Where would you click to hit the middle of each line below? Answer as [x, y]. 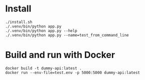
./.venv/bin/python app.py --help [41, 30]
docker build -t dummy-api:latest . [43, 68]
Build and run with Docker [60, 55]
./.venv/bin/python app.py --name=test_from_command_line [67, 35]
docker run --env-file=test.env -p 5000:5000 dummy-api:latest [73, 72]
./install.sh [19, 22]
